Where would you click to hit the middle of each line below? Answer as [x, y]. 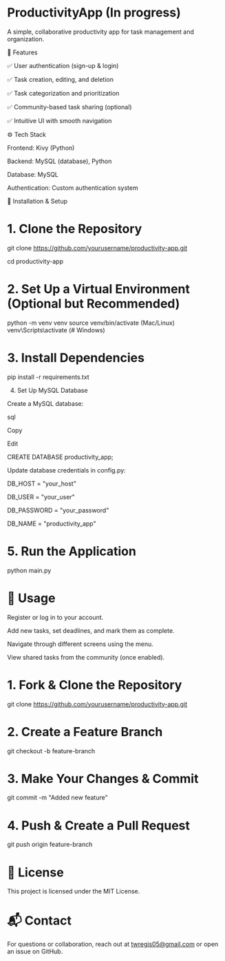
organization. [26, 39]
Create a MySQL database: [45, 403]
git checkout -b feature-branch [51, 751]
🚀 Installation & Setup [37, 201]
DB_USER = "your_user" [41, 497]
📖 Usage [31, 598]
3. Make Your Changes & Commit [103, 778]
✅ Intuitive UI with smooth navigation [60, 120]
